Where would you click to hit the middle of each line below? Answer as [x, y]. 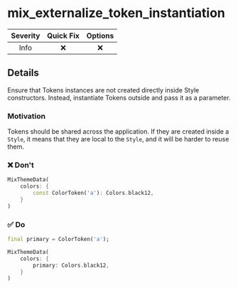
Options [100, 36]
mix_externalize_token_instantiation [117, 13]
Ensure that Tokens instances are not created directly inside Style [103, 90]
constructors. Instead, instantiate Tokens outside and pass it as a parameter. [119, 97]
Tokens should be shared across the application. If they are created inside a [118, 132]
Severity [26, 36]
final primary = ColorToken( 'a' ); [59, 240]
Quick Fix [64, 36]
